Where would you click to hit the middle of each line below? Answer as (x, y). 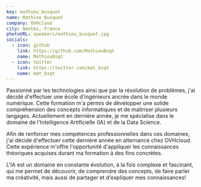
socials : (17, 40)
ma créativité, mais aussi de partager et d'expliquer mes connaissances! (96, 177)
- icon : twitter (32, 62)
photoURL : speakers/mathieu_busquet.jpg (58, 34)
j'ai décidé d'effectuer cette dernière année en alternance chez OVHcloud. (99, 140)
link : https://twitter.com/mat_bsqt (63, 68)
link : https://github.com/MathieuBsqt (66, 51)
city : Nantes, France (33, 29)
